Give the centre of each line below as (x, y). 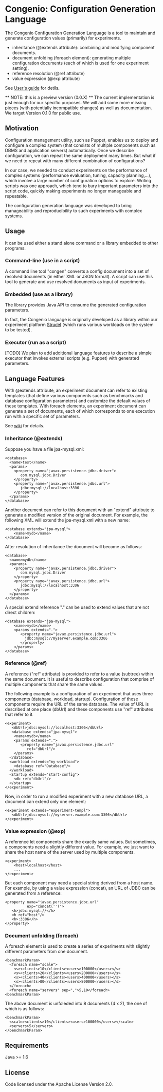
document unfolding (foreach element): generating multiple (72, 57)
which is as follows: (25, 1009)
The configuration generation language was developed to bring (68, 205)
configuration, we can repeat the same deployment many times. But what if (80, 155)
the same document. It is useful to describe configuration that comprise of (80, 679)
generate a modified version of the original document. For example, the (76, 515)
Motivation (22, 128)
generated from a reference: (33, 893)
